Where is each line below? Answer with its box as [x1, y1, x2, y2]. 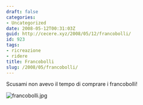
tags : [6, 42, 20, 48]
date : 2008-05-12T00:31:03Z [6, 25, 76, 32]
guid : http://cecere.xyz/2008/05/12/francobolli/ [6, 31, 132, 37]
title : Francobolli [6, 58, 55, 64]
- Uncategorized [6, 20, 46, 26]
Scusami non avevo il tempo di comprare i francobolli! [6, 81, 138, 88]
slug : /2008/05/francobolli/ [6, 64, 78, 70]
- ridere [6, 53, 28, 59]
